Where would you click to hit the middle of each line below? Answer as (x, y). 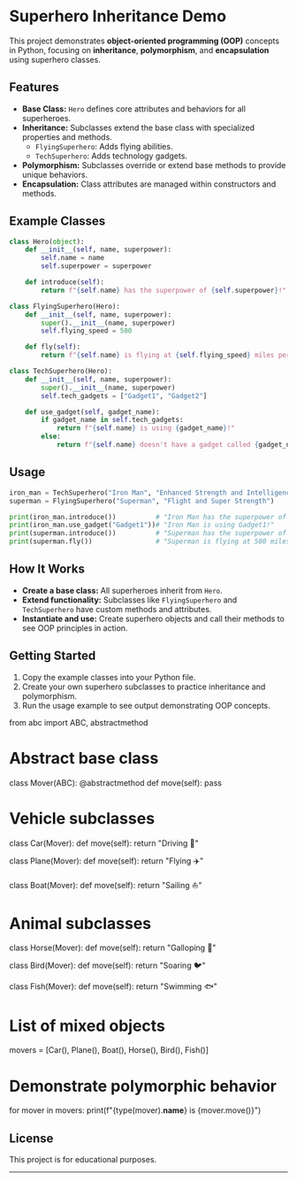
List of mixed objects (88, 1026)
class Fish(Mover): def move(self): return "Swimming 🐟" (114, 986)
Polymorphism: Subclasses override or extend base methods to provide (154, 165)
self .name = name (72, 258)
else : (51, 437)
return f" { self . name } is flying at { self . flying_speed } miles (158, 356)
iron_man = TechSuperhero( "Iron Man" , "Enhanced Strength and (126, 493)
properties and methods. (67, 137)
